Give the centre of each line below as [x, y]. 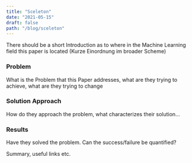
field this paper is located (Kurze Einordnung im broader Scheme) [86, 52]
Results [17, 129]
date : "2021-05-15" [30, 17]
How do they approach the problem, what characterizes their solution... [93, 114]
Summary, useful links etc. [39, 154]
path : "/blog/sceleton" [36, 28]
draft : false [22, 23]
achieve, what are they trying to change [55, 86]
